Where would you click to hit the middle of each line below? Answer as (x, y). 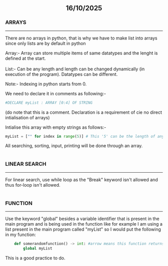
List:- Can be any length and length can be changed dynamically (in (75, 69)
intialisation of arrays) (27, 117)
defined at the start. (25, 58)
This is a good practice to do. (35, 258)
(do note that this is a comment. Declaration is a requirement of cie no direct (84, 112)
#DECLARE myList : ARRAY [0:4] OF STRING (49, 103)
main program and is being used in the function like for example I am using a (84, 224)
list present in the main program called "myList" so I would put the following (83, 230)
